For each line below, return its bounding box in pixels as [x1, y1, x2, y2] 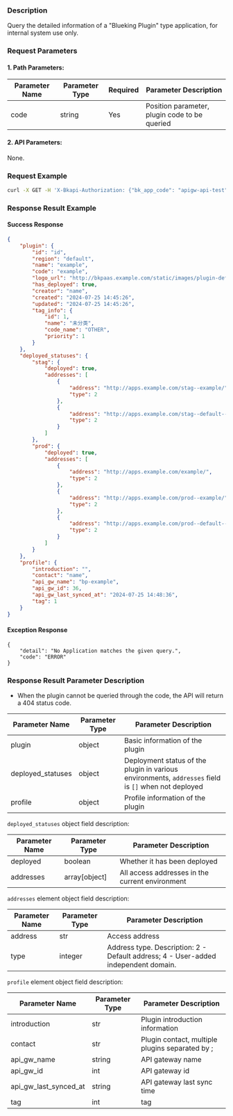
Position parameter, [145, 102, 209, 111]
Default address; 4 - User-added [107, 951, 216, 961]
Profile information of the [124, 793, 206, 803]
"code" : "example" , [32, 268, 89, 275]
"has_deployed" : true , [32, 281, 98, 289]
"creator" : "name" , [32, 287, 89, 294]
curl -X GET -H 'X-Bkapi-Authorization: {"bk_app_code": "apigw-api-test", [7, 186, 231, 193]
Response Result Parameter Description [7, 675, 145, 685]
